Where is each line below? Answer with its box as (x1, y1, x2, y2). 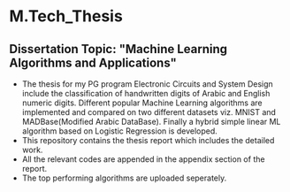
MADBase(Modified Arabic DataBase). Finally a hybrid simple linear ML (21, 117, 281, 127)
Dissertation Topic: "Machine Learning (9, 42, 228, 57)
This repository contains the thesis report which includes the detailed (21, 135, 275, 145)
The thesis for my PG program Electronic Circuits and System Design (21, 79, 274, 89)
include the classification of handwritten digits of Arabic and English (21, 88, 271, 98)
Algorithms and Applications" (9, 55, 177, 70)
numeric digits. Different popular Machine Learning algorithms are (21, 97, 263, 108)
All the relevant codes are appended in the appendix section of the (21, 154, 265, 165)
